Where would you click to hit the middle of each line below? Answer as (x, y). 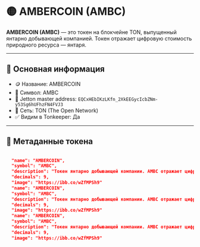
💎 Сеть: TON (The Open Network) (57, 110)
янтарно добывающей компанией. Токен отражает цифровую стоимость (99, 38)
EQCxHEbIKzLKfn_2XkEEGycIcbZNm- (118, 99)
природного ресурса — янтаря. (46, 45)
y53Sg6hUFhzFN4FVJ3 (39, 104)
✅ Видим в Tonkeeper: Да (47, 116)
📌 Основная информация (56, 69)
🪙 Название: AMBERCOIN (48, 84)
